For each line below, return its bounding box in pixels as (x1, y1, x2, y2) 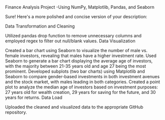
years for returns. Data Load (5, 94, 63, 100)
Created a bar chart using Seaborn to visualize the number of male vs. (5, 48, 148, 53)
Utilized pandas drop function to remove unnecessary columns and (5, 33, 142, 38)
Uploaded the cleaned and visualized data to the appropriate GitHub (5, 104, 144, 110)
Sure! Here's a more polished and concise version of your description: (5, 14, 147, 19)
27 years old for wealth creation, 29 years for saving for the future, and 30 (5, 90, 156, 95)
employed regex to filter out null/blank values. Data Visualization (5, 38, 135, 44)
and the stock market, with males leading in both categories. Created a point (5, 79, 160, 85)
